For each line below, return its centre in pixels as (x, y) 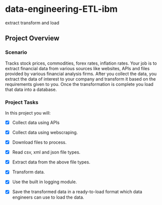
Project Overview (32, 38)
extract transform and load (32, 23)
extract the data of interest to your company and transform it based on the (81, 79)
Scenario (16, 52)
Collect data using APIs (36, 123)
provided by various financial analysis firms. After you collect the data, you (81, 74)
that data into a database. (31, 89)
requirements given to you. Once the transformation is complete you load (79, 84)
